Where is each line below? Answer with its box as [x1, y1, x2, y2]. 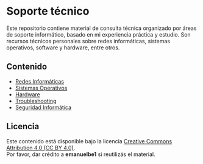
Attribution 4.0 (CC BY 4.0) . [6, 144, 76, 151]
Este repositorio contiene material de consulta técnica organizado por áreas [6, 24, 197, 32]
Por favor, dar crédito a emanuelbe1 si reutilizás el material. [6, 151, 155, 158]
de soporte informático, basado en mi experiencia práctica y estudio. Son [6, 30, 191, 38]
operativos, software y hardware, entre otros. [6, 44, 120, 51]
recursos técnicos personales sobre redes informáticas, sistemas [6, 37, 171, 45]
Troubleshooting [15, 97, 57, 104]
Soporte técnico [6, 4, 90, 18]
